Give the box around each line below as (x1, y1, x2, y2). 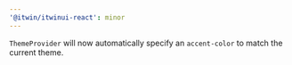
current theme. (9, 46, 64, 58)
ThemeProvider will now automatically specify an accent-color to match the (9, 37, 283, 48)
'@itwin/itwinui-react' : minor (9, 12, 126, 22)
